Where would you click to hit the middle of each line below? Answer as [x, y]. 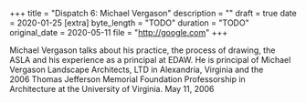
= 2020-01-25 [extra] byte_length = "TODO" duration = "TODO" [129, 23]
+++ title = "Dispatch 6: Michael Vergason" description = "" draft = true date [153, 13]
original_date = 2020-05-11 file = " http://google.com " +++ [119, 32]
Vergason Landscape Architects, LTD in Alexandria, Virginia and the [137, 69]
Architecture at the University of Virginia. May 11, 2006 [112, 89]
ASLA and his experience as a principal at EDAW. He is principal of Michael [150, 60]
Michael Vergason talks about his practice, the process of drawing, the [142, 50]
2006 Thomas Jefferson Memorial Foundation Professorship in [128, 79]
